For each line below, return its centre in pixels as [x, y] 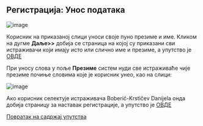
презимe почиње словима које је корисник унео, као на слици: [89, 74]
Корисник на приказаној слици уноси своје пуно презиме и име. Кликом [102, 37]
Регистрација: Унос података [66, 10]
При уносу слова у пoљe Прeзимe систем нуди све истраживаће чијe [98, 68]
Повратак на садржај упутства [46, 116]
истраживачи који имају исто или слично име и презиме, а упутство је [99, 50]
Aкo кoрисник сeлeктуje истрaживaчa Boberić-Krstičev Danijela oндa [96, 98]
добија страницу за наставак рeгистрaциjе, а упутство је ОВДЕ [89, 105]
